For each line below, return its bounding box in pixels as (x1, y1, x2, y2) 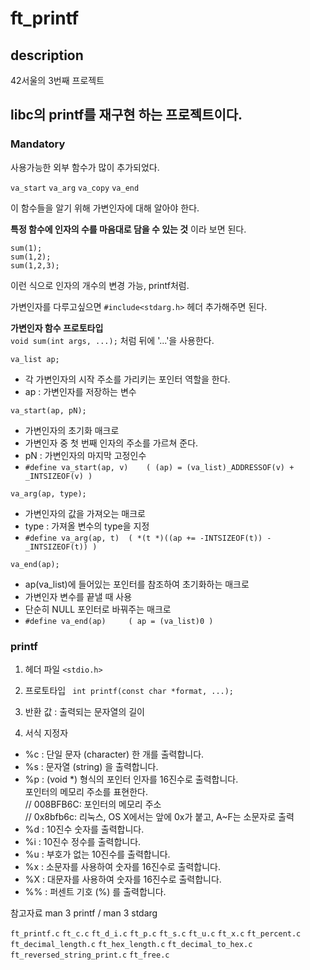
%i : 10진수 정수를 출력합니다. (24, 835, 142, 847)
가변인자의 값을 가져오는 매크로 (24, 507, 146, 519)
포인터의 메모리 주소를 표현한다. (24, 785, 148, 797)
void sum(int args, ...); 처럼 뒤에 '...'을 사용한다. (10, 334, 215, 346)
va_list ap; (10, 354, 60, 364)
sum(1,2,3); (10, 260, 60, 271)
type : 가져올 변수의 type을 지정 (24, 520, 150, 532)
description (10, 47, 84, 64)
